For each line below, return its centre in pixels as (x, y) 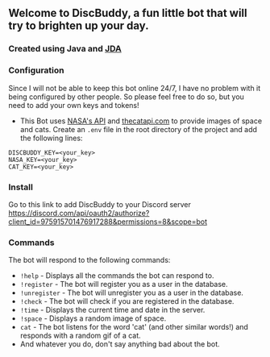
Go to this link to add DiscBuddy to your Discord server (100, 204)
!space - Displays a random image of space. (93, 318)
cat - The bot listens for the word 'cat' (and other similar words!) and (134, 327)
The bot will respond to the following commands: (89, 260)
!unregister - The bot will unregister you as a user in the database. (132, 293)
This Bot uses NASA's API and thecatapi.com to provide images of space (141, 121)
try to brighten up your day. (79, 26)
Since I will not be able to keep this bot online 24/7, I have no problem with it (135, 88)
